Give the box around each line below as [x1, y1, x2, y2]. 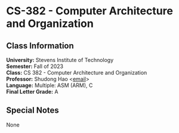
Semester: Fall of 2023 [6, 63, 64, 70]
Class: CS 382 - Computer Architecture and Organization [6, 69, 147, 76]
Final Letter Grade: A [6, 88, 58, 95]
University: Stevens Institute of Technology [6, 57, 114, 63]
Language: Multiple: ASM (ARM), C [6, 82, 93, 89]
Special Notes [6, 106, 60, 116]
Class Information [6, 41, 75, 51]
